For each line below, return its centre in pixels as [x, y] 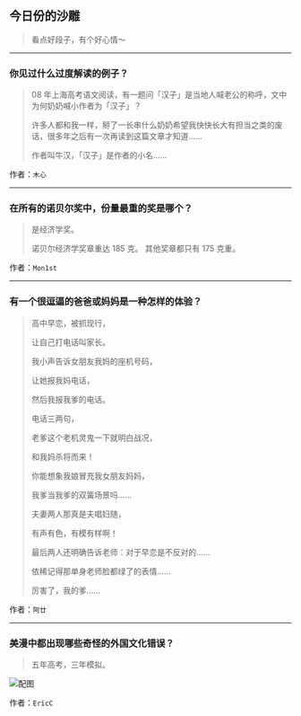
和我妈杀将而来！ [63, 456]
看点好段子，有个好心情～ [78, 40]
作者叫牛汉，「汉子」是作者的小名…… [99, 155]
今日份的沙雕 [45, 16]
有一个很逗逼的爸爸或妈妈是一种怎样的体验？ [106, 302]
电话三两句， [55, 418]
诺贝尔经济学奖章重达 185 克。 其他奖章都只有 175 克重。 [135, 249]
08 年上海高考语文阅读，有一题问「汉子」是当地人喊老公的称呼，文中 [159, 95]
